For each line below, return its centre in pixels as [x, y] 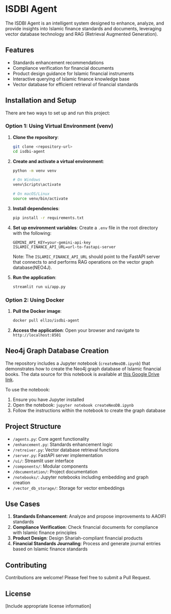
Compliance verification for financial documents [63, 68]
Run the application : [34, 277]
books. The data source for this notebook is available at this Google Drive [82, 374]
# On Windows [27, 180]
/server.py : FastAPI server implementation [58, 455]
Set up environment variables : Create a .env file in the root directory [85, 227]
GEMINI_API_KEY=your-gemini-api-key [52, 242]
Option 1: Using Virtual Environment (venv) [59, 126]
